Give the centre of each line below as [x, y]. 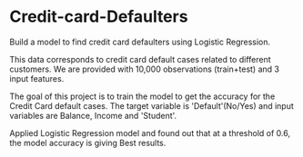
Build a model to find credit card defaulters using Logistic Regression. [140, 42]
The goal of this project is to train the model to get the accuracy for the [142, 96]
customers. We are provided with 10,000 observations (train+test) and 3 [145, 69]
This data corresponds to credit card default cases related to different [140, 59]
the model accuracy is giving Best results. [88, 142]
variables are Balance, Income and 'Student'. [93, 115]
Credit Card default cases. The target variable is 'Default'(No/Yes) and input [151, 105]
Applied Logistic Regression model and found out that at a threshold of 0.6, [150, 132]
